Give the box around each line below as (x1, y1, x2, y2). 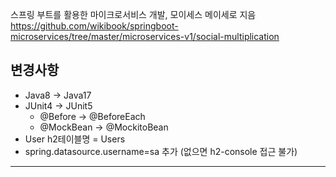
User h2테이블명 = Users (24, 133, 126, 145)
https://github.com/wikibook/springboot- (10, 20, 179, 32)
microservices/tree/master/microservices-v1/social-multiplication (10, 31, 280, 42)
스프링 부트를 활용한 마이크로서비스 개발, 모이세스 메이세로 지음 (10, 9, 257, 20)
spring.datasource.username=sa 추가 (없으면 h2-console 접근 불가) (24, 145, 298, 157)
